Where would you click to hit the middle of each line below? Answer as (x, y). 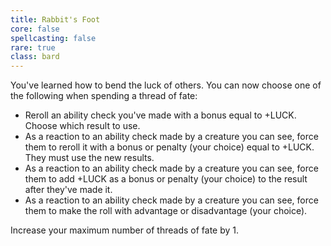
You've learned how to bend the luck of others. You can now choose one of (166, 85)
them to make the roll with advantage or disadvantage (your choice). (166, 211)
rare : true (33, 47)
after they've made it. (68, 190)
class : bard (35, 57)
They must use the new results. (89, 158)
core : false (35, 29)
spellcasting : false (53, 38)
